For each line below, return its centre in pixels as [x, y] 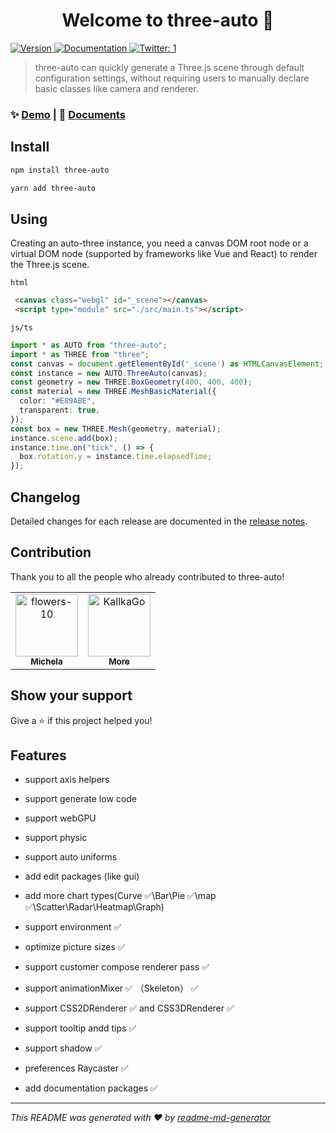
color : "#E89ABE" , [58, 401]
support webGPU [60, 818]
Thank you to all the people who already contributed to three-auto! [147, 576]
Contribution [51, 552]
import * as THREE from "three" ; [80, 354]
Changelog [45, 497]
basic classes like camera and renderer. [116, 88]
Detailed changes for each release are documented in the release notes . [159, 521]
